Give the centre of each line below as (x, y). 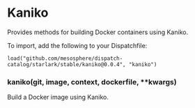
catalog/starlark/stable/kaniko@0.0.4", (67, 64)
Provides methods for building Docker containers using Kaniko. (98, 32)
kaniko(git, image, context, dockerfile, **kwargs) (92, 82)
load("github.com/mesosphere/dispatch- (65, 58)
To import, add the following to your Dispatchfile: (77, 45)
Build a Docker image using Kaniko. (58, 97)
